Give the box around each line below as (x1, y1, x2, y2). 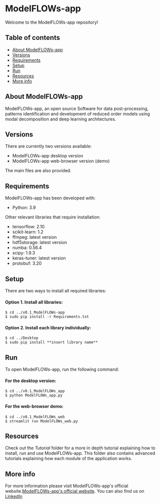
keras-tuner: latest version (12, 255, 66, 261)
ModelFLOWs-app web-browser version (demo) (12, 158, 110, 164)
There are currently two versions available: (5, 144, 92, 149)
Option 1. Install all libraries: (5, 299, 63, 305)
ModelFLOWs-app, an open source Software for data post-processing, (5, 106, 149, 111)
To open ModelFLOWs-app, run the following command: (5, 366, 119, 372)
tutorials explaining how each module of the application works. (5, 456, 132, 462)
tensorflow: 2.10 (12, 224, 45, 230)
